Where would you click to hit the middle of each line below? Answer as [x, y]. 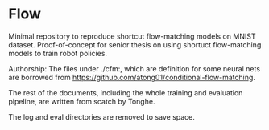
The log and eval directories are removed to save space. [102, 116]
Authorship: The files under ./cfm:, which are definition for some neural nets [134, 68]
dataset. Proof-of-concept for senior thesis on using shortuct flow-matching [135, 44]
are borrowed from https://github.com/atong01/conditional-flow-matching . [132, 77]
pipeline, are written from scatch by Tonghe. [82, 101]
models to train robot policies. [58, 53]
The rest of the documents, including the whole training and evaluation [126, 92]
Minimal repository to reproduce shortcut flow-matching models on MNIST [132, 36]
